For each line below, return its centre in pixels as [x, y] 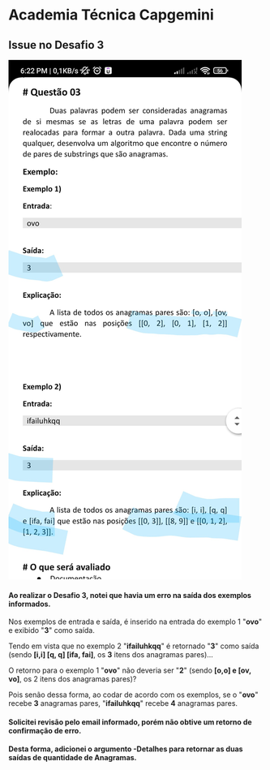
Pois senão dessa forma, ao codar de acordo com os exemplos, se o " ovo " [133, 695]
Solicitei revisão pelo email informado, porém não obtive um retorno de [131, 722]
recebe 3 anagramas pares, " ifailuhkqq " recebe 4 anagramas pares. [123, 703]
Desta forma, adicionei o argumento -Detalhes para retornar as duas [126, 749]
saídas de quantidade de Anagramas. [73, 758]
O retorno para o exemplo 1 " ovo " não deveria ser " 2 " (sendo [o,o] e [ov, [130, 670]
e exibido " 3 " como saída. [51, 630]
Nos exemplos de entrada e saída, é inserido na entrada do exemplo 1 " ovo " [135, 622]
